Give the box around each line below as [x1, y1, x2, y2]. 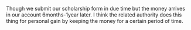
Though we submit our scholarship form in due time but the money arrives [6, 5, 186, 12]
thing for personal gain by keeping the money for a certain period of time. [6, 18, 183, 24]
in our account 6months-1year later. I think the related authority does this [6, 11, 182, 18]
